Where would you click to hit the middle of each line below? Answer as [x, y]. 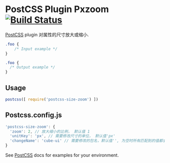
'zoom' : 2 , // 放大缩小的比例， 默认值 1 [50, 131]
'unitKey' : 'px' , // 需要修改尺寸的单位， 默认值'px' [62, 136]
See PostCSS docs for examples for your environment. [62, 155]
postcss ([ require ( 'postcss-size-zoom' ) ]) [52, 99]
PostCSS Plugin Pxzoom [57, 9]
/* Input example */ [36, 49]
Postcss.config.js [34, 115]
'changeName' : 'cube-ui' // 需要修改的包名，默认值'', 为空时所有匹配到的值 [84, 141]
